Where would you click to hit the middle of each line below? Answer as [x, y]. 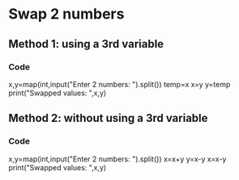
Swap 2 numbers [66, 14]
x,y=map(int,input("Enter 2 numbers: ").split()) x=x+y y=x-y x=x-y [117, 159]
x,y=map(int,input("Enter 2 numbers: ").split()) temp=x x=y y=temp [119, 84]
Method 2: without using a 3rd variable [108, 118]
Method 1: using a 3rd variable [86, 44]
